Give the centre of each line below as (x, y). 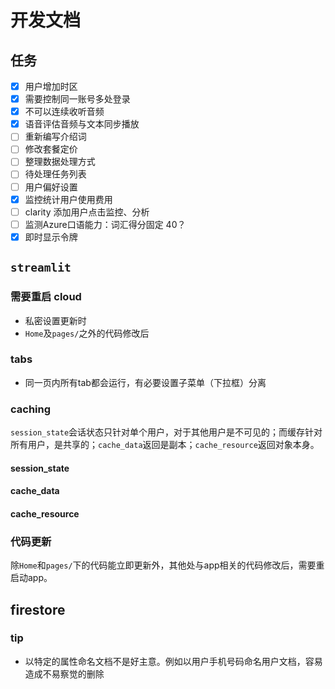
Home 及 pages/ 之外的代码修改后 (87, 333)
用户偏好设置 (51, 187)
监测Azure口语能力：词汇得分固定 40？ (105, 224)
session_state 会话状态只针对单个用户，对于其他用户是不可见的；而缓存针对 (166, 432)
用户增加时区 (51, 86)
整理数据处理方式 (60, 162)
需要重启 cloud (46, 297)
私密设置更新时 (55, 320)
